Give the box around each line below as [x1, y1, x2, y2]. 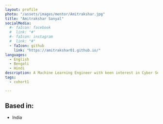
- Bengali [9, 61, 29, 66]
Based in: [5, 102, 34, 110]
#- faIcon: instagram [9, 35, 53, 39]
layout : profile [5, 7, 38, 12]
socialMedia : [5, 20, 32, 26]
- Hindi [9, 66, 25, 71]
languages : [5, 52, 27, 57]
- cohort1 [9, 79, 29, 84]
